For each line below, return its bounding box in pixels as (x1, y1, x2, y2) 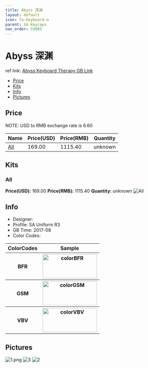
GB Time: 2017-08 (12, 227, 52, 234)
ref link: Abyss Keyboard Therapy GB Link (5, 68, 93, 74)
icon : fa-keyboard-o (5, 17, 50, 22)
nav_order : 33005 (5, 27, 42, 32)
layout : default (5, 12, 40, 17)
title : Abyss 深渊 (5, 7, 43, 13)
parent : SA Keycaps (5, 22, 47, 27)
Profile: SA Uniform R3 (12, 222, 60, 228)
